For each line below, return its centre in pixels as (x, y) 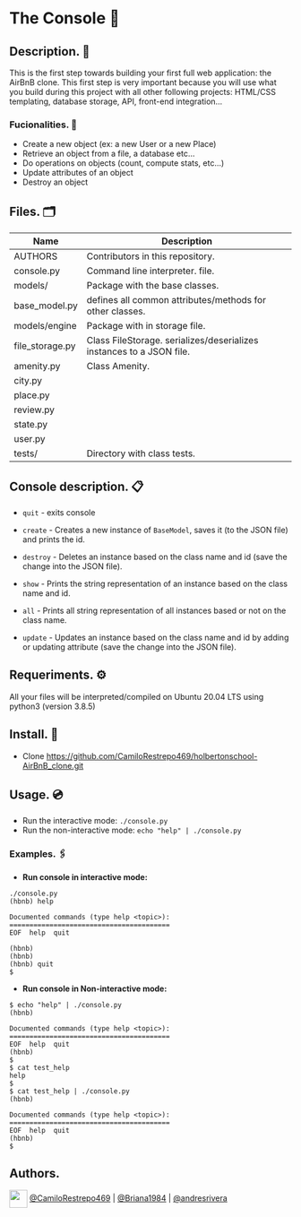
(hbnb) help (31, 901)
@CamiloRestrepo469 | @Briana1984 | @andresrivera (129, 1198)
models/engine (46, 326)
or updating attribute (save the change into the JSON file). (129, 647)
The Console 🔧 (64, 18)
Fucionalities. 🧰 (43, 125)
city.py (28, 381)
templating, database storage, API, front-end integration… (116, 101)
